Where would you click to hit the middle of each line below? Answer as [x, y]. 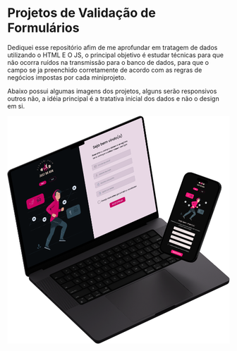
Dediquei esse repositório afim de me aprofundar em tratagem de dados [113, 47]
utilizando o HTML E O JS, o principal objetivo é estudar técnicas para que [116, 55]
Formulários [43, 28]
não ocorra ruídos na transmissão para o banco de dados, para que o [108, 62]
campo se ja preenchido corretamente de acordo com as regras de [105, 70]
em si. [16, 106]
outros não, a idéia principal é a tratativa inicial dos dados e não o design [114, 98]
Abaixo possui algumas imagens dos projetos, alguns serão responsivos [112, 91]
